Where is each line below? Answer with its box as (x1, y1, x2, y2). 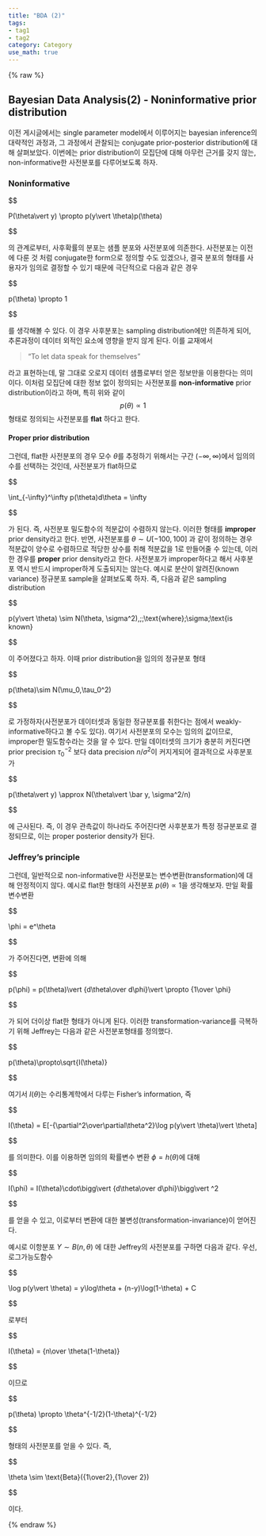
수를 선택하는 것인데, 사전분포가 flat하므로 (8, 461, 137, 471)
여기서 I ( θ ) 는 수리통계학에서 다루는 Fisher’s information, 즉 (8, 1089, 192, 1099)
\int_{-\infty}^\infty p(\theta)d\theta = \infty (8, 493, 147, 502)
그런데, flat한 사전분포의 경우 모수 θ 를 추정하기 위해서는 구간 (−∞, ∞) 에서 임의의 (8, 452, 256, 461)
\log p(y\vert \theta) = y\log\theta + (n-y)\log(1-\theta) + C (8, 1284, 196, 1293)
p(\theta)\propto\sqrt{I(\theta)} (8, 1057, 108, 1068)
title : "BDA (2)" (8, 11, 66, 20)
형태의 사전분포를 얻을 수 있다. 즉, (8, 1442, 112, 1451)
